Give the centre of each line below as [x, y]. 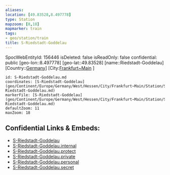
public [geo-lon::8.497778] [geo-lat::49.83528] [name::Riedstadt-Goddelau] [84, 62]
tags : [11, 33]
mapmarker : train [24, 29]
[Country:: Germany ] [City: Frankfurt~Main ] [50, 68]
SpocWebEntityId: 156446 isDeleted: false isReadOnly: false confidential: [81, 57]
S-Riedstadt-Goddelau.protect [44, 151]
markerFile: [18, 95]
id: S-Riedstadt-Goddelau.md [36, 77]
